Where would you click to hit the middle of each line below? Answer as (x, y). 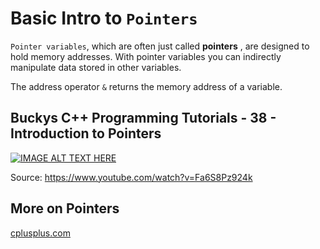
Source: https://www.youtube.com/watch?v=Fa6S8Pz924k (131, 177)
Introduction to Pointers (86, 133)
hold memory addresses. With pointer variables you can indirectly (146, 56)
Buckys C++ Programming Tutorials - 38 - (143, 118)
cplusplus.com (40, 233)
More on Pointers (65, 208)
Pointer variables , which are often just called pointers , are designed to (160, 46)
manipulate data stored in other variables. (96, 67)
